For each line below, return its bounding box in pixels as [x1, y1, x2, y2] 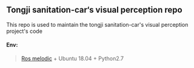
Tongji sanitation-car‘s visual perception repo [6, 5, 183, 15]
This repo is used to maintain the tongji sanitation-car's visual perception [6, 21, 189, 28]
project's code [6, 27, 42, 35]
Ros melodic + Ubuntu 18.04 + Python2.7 [21, 55, 124, 63]
